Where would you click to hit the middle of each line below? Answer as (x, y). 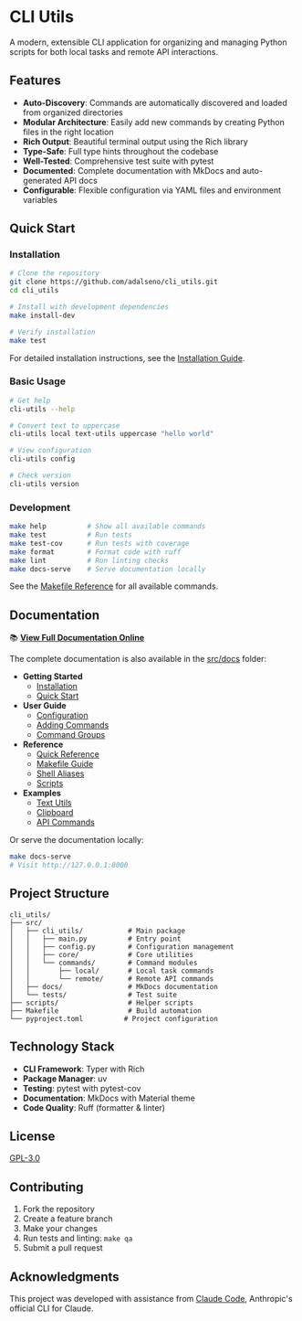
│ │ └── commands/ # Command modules (104, 963)
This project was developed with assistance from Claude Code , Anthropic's (151, 1299)
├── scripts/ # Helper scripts (102, 1003)
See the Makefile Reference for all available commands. (114, 586)
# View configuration (51, 451)
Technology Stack (62, 1047)
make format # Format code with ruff (95, 552)
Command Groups (71, 735)
